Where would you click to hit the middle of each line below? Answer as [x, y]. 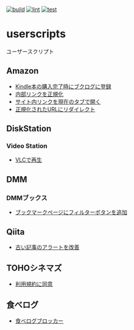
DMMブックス [27, 198]
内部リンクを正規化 [39, 94]
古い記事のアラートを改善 [47, 247]
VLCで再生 [29, 160]
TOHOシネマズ [34, 268]
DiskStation [29, 129]
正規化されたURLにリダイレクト [55, 109]
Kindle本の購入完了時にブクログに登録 [63, 86]
